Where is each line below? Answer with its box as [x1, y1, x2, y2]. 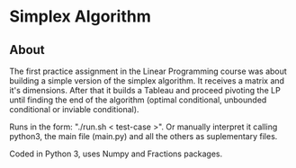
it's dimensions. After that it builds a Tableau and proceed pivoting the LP [9, 85, 281, 95]
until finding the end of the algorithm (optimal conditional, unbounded [9, 94, 267, 105]
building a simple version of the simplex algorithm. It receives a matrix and [9, 75, 285, 86]
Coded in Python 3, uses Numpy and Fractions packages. [9, 148, 223, 159]
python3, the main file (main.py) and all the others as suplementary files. [9, 131, 278, 141]
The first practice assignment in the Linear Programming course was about [9, 66, 288, 76]
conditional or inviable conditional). [9, 104, 139, 114]
